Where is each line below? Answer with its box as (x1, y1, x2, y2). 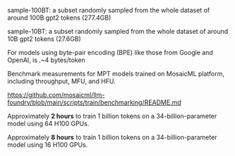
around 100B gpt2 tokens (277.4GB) (7, 13, 112, 22)
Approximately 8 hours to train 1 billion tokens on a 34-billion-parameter (7, 133, 217, 141)
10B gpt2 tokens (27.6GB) (7, 35, 81, 43)
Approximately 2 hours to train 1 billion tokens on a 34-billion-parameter (7, 112, 217, 120)
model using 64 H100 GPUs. (7, 119, 90, 128)
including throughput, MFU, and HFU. (7, 77, 116, 85)
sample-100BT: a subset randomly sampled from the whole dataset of (7, 6, 210, 14)
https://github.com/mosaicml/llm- (7, 91, 105, 99)
